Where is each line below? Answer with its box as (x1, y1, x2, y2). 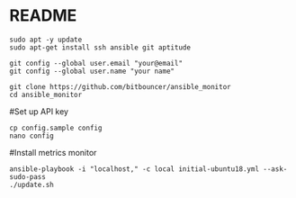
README (9, 5, 77, 26)
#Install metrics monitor (9, 147, 97, 157)
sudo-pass (9, 172, 47, 181)
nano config (9, 131, 54, 140)
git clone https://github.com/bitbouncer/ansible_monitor (9, 82, 231, 91)
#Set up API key (9, 105, 69, 117)
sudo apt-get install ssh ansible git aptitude (9, 42, 192, 52)
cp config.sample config (9, 123, 103, 132)
